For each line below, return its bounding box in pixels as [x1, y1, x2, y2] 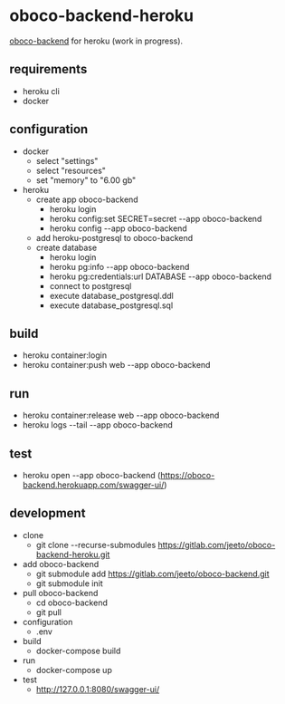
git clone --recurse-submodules [35, 539, 157, 550]
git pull [35, 606, 62, 617]
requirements [9, 62, 88, 77]
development [9, 506, 86, 521]
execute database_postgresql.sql [49, 300, 174, 311]
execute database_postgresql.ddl [49, 290, 174, 301]
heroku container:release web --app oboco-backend [22, 410, 220, 421]
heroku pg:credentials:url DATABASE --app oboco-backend [49, 271, 272, 282]
